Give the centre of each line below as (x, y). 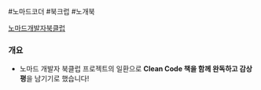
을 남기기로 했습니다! (58, 79)
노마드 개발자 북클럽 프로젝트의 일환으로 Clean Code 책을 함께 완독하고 (129, 69)
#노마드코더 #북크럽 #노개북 (52, 11)
